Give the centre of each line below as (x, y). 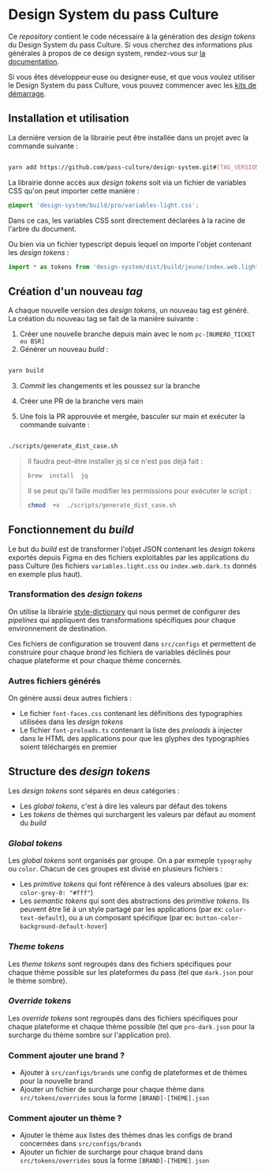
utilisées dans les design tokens (71, 722)
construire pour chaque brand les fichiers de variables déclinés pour (119, 652)
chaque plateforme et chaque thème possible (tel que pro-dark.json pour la (131, 1026)
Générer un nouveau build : (64, 350)
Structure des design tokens (79, 772)
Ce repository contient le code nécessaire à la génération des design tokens (132, 36)
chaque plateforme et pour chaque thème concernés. (95, 660)
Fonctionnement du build (71, 530)
